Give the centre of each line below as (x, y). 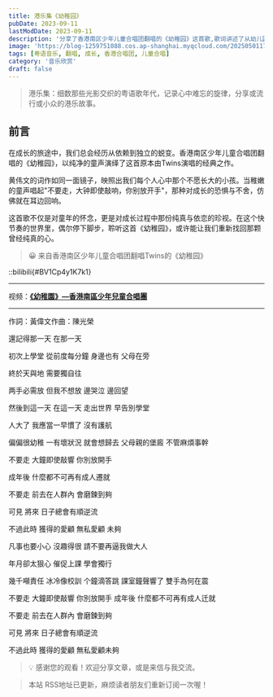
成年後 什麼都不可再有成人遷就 (59, 476)
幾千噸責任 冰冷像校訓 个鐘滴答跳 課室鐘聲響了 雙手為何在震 (108, 581)
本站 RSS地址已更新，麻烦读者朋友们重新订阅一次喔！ (118, 684)
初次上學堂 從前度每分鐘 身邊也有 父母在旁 (79, 356)
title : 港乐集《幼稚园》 (45, 16)
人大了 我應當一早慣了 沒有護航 (60, 425)
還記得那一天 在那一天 (45, 338)
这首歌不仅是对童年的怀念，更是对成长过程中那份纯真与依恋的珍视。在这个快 (136, 217)
